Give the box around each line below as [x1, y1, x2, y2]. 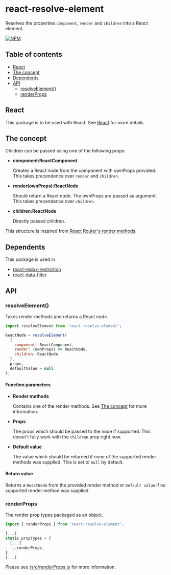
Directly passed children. [12, 218, 65, 224]
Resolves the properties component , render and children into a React [5, 20, 148, 26]
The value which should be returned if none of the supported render [12, 453, 157, 459]
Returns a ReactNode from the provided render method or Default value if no [5, 482, 166, 489]
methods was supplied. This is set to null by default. [12, 459, 124, 465]
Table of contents [5, 50, 62, 59]
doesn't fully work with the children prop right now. [12, 433, 121, 440]
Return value [5, 471, 33, 477]
